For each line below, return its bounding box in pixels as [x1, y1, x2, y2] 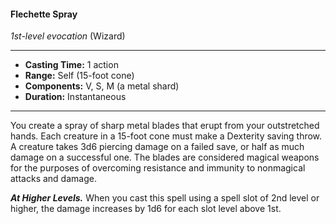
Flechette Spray [10, 8, 78, 20]
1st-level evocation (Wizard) [10, 30, 126, 42]
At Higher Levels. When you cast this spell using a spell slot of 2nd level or [10, 192, 320, 204]
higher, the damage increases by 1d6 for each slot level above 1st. [10, 203, 282, 215]
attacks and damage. [10, 173, 97, 185]
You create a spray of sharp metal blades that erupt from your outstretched [10, 120, 320, 132]
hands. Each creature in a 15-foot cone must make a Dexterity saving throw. [10, 130, 323, 142]
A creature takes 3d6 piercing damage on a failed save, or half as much [10, 141, 305, 153]
